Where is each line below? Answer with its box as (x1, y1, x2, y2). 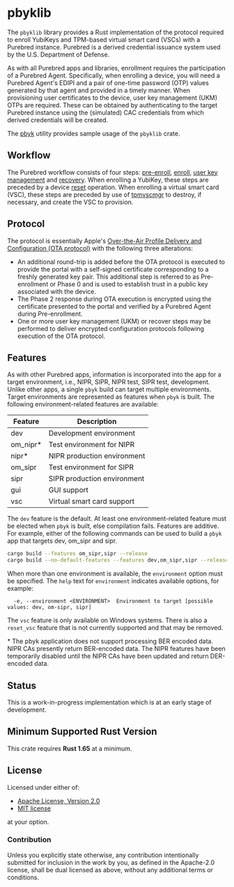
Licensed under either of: (7, 783, 80, 791)
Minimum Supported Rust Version (7, 726, 157, 738)
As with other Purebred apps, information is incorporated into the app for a (7, 370, 221, 379)
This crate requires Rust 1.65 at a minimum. (7, 744, 132, 752)
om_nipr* (10, 440, 42, 450)
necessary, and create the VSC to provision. (7, 198, 134, 206)
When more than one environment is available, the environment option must (7, 569, 223, 578)
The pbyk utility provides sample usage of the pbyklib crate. (7, 129, 180, 138)
